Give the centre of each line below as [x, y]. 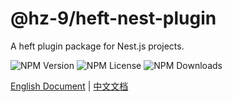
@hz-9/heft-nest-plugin [113, 18]
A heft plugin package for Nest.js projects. [97, 46]
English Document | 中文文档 [69, 86]
